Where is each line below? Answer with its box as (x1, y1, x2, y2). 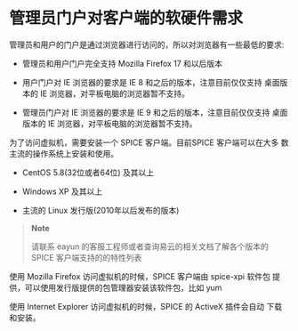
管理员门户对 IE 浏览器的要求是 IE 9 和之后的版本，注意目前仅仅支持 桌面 (21, 107, 288, 117)
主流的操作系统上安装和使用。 (9, 148, 118, 158)
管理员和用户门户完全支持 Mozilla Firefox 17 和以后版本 (21, 58, 223, 69)
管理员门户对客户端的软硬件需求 (9, 8, 244, 28)
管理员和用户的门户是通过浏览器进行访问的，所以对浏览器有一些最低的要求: (9, 39, 285, 50)
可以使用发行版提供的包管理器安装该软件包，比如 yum (24, 282, 222, 293)
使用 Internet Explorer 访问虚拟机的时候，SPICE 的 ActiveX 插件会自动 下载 (9, 301, 283, 311)
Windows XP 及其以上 (21, 186, 103, 197)
